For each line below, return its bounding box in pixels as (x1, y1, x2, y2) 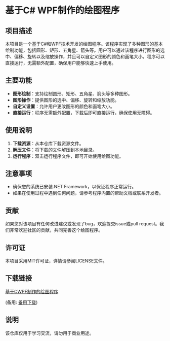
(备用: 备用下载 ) (5, 299, 38, 305)
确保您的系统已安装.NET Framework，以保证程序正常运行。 (12, 184, 137, 190)
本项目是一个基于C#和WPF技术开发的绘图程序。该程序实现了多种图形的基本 (5, 41, 163, 47)
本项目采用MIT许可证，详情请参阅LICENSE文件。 (5, 258, 107, 264)
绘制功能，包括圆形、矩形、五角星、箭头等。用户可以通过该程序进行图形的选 (5, 47, 165, 53)
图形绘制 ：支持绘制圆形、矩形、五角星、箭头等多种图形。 (12, 90, 133, 96)
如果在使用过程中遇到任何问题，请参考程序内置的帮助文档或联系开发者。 (12, 190, 163, 196)
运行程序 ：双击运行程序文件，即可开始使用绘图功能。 (12, 153, 124, 159)
